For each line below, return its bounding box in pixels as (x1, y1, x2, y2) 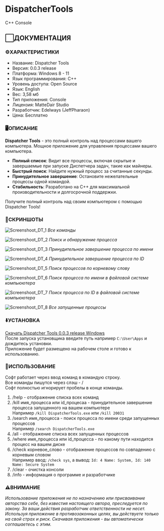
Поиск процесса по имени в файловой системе (48, 275, 149, 281)
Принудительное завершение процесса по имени (48, 246, 153, 252)
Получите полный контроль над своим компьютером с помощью (5, 198, 142, 205)
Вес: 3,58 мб (12, 91, 39, 97)
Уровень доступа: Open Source (12, 81, 77, 87)
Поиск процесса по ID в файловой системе (48, 290, 140, 295)
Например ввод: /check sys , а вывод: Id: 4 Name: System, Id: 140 (12, 457, 151, 463)
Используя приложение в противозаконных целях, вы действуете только (5, 511, 159, 517)
